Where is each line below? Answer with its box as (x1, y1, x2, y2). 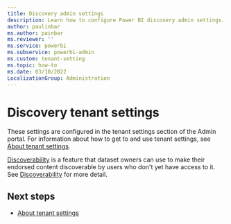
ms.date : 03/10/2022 (7, 68, 67, 75)
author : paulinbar (7, 23, 60, 30)
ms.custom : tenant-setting (7, 55, 85, 62)
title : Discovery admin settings (7, 10, 104, 17)
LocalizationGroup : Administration (7, 74, 110, 82)
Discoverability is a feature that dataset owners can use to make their (7, 155, 205, 164)
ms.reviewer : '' (7, 36, 54, 43)
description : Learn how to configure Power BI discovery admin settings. (7, 17, 225, 24)
